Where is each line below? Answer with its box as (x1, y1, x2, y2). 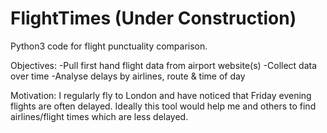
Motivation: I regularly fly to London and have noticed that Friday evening (10, 89, 312, 101)
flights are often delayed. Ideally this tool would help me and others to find (10, 100, 317, 112)
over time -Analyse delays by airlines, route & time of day (10, 70, 246, 82)
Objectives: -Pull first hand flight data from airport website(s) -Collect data (10, 59, 318, 71)
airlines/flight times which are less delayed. (10, 110, 189, 122)
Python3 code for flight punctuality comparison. (10, 40, 208, 52)
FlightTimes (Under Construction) (10, 7, 297, 30)
